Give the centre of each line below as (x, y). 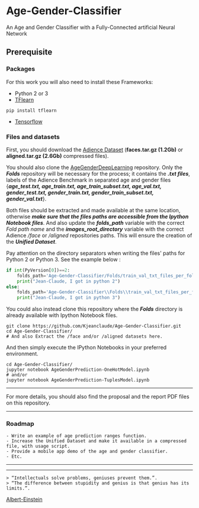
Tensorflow (28, 121)
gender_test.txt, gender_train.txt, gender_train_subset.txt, (80, 192)
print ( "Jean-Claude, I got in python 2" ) (68, 281)
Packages (21, 69)
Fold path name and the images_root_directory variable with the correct (95, 229)
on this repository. (28, 403)
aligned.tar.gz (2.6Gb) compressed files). (57, 156)
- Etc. (14, 457)
